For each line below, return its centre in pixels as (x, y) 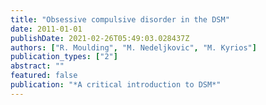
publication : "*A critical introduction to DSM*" (116, 85)
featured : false (44, 76)
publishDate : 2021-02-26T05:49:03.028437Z (100, 38)
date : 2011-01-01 (46, 29)
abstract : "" (37, 66)
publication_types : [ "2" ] (64, 57)
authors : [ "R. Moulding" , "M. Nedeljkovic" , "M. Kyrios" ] (133, 47)
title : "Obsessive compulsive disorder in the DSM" (120, 19)
